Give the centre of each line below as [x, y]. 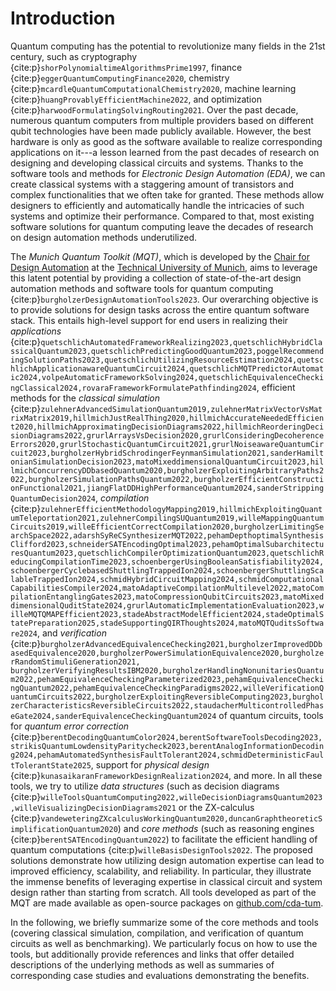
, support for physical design [150, 764]
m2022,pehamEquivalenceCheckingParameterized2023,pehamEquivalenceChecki [167, 679]
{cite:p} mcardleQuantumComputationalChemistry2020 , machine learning [153, 88]
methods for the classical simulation [85, 398]
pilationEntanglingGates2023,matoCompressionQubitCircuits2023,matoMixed [167, 597]
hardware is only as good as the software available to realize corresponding [166, 141]
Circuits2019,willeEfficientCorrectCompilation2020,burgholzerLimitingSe [167, 527]
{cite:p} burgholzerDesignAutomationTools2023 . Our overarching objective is [164, 299]
